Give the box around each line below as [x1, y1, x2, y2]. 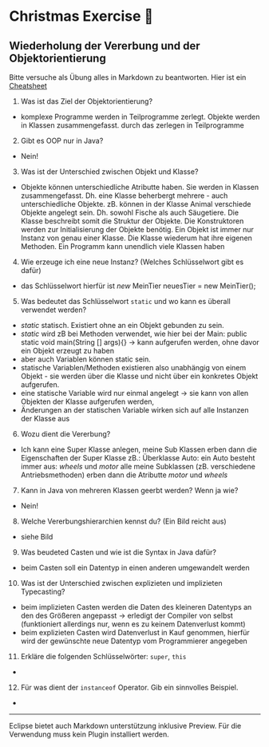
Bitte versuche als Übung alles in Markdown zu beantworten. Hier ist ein [9, 73, 247, 82]
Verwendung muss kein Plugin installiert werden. [9, 729, 170, 739]
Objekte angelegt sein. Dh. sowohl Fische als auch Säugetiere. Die [20, 207, 239, 217]
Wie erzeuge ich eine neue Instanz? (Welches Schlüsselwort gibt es [20, 257, 244, 267]
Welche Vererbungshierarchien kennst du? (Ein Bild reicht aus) [20, 516, 227, 526]
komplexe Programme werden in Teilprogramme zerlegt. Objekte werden [20, 112, 260, 121]
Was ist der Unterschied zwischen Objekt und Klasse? [20, 167, 199, 176]
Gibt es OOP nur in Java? [20, 136, 104, 145]
